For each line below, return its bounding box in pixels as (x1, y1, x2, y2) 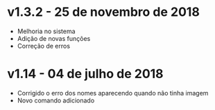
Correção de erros (17, 42, 71, 50)
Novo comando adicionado (17, 96, 95, 104)
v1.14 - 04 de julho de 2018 (7, 66, 164, 82)
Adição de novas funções (17, 34, 91, 42)
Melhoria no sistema (17, 27, 76, 35)
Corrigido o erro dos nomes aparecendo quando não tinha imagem (17, 89, 209, 97)
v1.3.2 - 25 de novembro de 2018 (7, 4, 200, 20)
